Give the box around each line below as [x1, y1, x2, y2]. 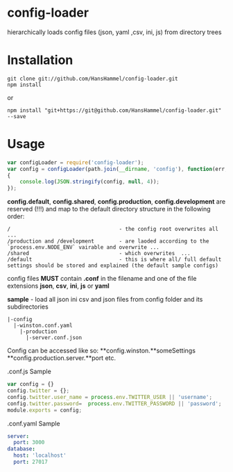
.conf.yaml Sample [7, 419, 60, 428]
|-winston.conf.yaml [13, 322, 73, 329]
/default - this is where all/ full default [7, 256, 222, 263]
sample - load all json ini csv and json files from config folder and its [7, 295, 203, 304]
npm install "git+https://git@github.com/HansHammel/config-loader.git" [7, 106, 222, 114]
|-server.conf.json [25, 334, 82, 341]
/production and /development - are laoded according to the [7, 238, 209, 245]
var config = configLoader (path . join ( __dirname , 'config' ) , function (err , [7, 165, 228, 172]
